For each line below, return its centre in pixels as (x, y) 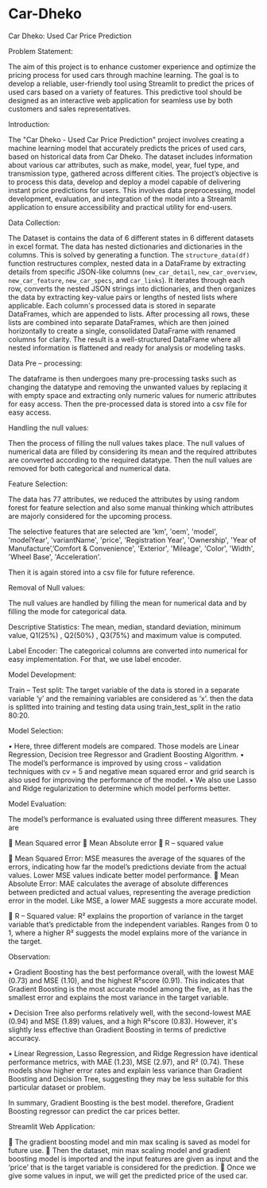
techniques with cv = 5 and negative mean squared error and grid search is (132, 771)
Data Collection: (35, 223)
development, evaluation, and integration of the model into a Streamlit (122, 199)
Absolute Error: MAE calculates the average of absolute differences (118, 884)
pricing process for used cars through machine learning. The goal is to (124, 75)
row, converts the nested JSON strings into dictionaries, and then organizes (132, 288)
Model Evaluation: (38, 803)
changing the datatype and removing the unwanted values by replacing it (128, 387)
